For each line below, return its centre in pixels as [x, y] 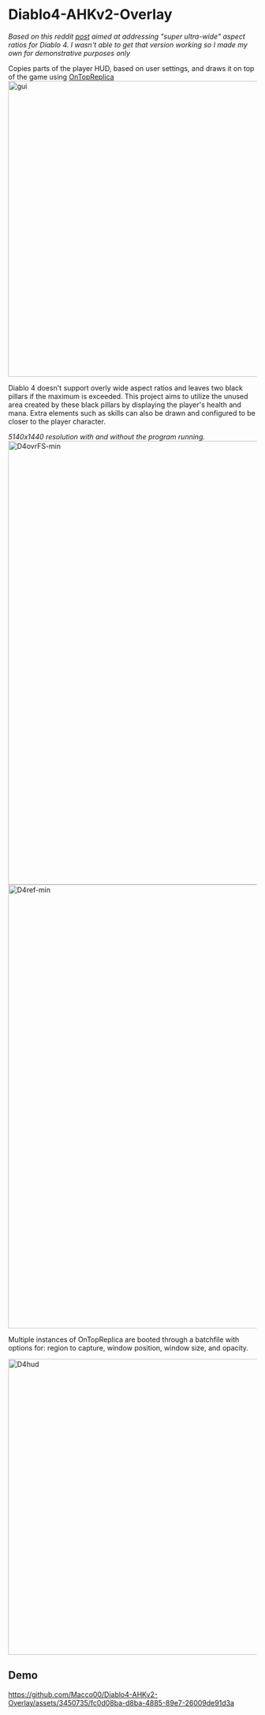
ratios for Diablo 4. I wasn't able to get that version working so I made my [128, 44]
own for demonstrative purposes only [69, 53]
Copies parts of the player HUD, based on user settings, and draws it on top [131, 68]
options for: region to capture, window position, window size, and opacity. [128, 1347]
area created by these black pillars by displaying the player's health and [125, 405]
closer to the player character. [57, 421]
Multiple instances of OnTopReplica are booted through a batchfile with [124, 1339]
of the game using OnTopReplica [61, 77]
